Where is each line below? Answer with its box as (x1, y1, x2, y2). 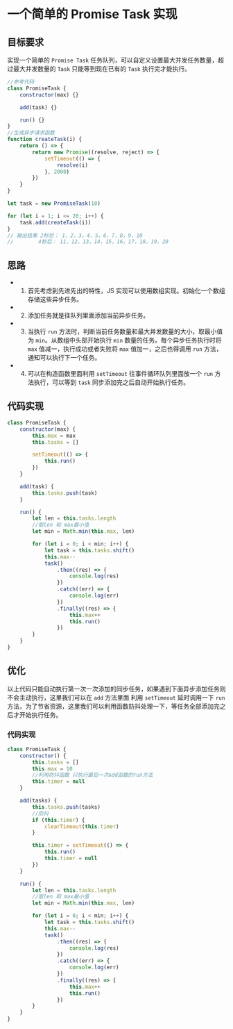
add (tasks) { (19, 797, 58, 805)
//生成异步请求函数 (7, 129, 55, 136)
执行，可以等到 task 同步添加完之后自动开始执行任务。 (33, 378, 190, 386)
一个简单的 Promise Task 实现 (7, 6, 178, 22)
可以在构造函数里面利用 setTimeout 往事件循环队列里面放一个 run (27, 370, 214, 378)
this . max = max (32, 432, 76, 439)
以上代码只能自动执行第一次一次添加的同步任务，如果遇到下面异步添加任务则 (7, 684, 226, 693)
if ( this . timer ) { (32, 816, 85, 823)
